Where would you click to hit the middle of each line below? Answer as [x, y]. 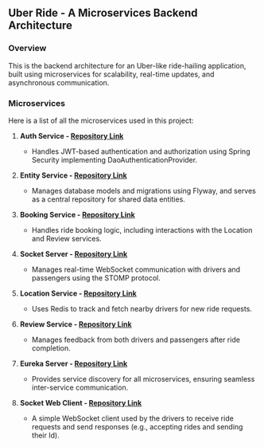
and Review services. [66, 238]
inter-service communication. [80, 387]
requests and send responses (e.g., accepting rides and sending [137, 426]
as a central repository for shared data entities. [108, 199]
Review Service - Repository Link [76, 324]
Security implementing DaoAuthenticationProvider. [114, 159]
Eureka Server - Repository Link [74, 363]
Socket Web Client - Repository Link [81, 402]
